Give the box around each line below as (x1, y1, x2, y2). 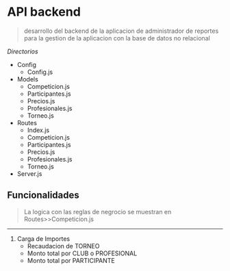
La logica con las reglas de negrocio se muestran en (23, 207, 172, 216)
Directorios (7, 47, 39, 55)
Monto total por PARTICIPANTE (27, 256, 115, 264)
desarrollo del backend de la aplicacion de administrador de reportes (23, 27, 219, 35)
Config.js (27, 68, 53, 76)
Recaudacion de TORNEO (27, 242, 100, 250)
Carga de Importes (16, 234, 71, 243)
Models (16, 75, 39, 83)
